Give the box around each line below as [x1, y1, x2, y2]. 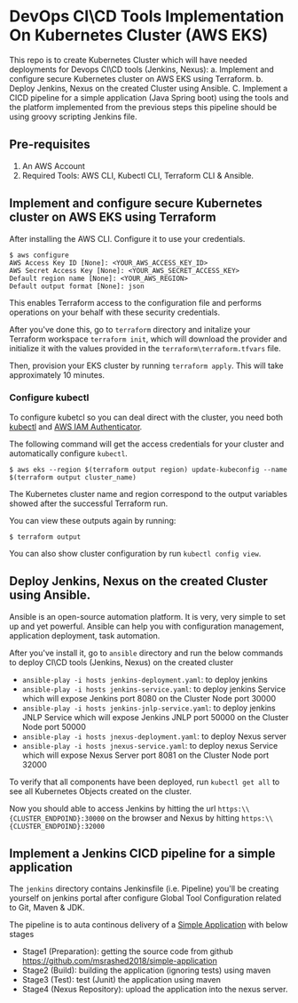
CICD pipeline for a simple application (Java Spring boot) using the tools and [9, 92, 289, 103]
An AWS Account [21, 160, 86, 171]
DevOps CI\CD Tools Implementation [9, 6, 285, 27]
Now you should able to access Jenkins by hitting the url [9, 803, 216, 814]
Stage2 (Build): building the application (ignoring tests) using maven [21, 965, 271, 975]
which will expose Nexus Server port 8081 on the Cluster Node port [21, 750, 269, 760]
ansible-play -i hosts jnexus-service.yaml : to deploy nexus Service [21, 740, 278, 750]
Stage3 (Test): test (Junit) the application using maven [21, 975, 222, 985]
